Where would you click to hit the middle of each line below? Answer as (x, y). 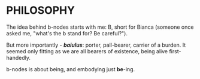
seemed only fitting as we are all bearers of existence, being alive (87, 51)
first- (175, 51)
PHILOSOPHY (40, 10)
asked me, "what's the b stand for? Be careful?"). (67, 33)
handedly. (19, 57)
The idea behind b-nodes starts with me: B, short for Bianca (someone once (100, 27)
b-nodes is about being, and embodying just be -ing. (71, 69)
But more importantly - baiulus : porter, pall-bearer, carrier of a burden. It (96, 45)
